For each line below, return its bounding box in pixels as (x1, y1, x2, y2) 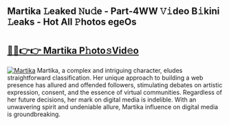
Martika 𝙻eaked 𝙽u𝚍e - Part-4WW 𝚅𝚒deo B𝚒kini (7, 5, 220, 17)
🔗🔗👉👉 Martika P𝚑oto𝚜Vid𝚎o (7, 45, 139, 56)
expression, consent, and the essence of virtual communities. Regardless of (7, 89, 222, 96)
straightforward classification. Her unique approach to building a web (7, 73, 204, 82)
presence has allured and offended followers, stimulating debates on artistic (7, 81, 223, 89)
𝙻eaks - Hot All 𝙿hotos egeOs (7, 16, 137, 28)
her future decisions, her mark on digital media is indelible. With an (7, 95, 197, 104)
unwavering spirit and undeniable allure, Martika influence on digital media (7, 103, 219, 111)
